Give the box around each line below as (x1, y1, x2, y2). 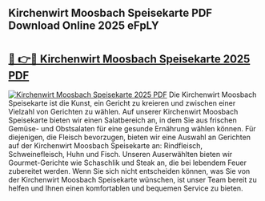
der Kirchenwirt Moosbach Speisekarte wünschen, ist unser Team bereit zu (8, 175, 258, 184)
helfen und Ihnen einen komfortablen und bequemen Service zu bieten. (8, 183, 243, 193)
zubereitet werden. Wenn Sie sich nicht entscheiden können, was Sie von (8, 167, 251, 175)
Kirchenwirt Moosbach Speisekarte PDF (8, 6, 213, 20)
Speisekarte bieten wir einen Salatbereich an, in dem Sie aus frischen (8, 115, 238, 125)
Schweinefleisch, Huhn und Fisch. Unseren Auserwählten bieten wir (8, 150, 233, 159)
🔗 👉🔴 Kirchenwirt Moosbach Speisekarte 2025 (8, 52, 251, 66)
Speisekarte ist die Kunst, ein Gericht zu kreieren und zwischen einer (8, 98, 236, 107)
